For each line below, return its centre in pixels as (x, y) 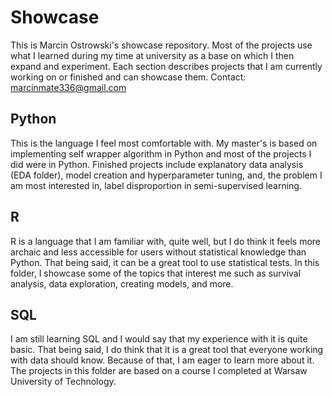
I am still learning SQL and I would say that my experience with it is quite (159, 339)
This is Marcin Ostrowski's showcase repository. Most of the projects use (161, 45)
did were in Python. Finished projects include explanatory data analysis (157, 164)
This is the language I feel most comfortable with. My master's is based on (164, 143)
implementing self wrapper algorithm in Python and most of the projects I (161, 153)
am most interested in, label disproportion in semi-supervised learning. (156, 185)
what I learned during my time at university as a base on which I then (152, 55)
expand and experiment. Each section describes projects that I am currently (166, 66)
